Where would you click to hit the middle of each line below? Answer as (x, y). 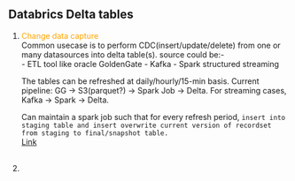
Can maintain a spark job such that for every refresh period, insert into (153, 117)
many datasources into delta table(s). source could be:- (123, 54)
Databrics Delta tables (71, 15)
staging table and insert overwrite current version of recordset (146, 125)
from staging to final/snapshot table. (95, 133)
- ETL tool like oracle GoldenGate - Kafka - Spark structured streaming (150, 64)
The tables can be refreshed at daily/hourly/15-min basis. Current (140, 81)
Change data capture (60, 35)
